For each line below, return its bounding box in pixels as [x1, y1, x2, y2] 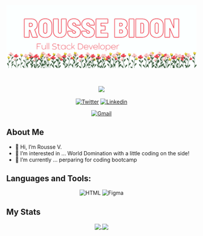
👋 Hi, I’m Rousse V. [14, 143, 62, 151]
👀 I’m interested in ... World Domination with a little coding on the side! [14, 149, 190, 157]
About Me [6, 127, 44, 137]
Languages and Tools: [6, 173, 92, 184]
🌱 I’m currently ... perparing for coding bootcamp [14, 156, 137, 163]
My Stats [6, 206, 41, 217]
